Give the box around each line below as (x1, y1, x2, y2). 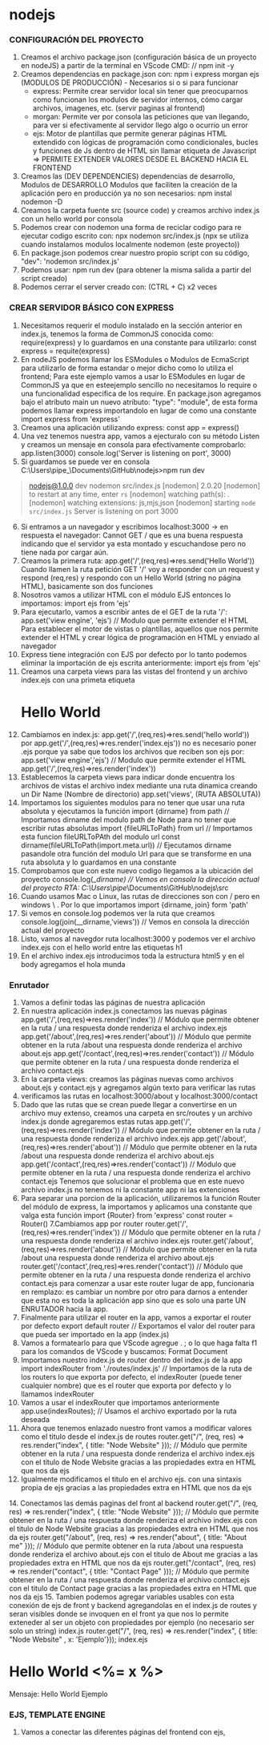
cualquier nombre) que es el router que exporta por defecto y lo (20, 1380, 231, 1391)
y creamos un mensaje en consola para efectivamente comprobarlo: (20, 439, 247, 449)
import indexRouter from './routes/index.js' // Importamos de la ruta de (20, 1364, 253, 1373)
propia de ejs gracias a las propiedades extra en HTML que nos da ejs (20, 1483, 252, 1493)
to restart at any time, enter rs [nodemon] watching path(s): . (28, 489, 231, 498)
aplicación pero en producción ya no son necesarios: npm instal (20, 188, 232, 198)
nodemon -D (20, 197, 63, 207)
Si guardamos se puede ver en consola (20, 457, 151, 466)
